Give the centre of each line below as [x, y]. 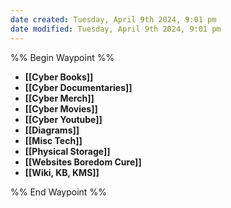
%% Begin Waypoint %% [62, 57]
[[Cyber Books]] [59, 77]
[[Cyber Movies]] [61, 108]
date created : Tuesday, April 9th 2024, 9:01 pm [113, 19]
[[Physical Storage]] [67, 151]
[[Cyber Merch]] [59, 98]
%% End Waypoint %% [58, 192]
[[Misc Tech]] [53, 140]
